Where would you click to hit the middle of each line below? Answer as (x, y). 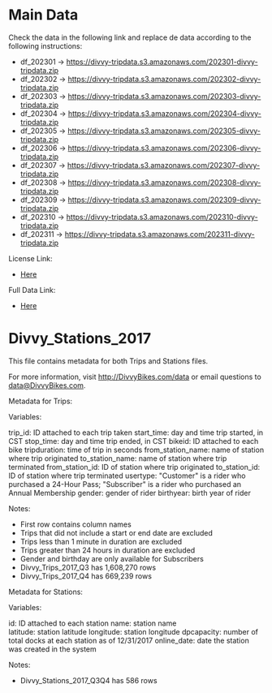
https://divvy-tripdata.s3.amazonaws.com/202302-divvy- (164, 79)
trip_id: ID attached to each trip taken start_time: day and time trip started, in (136, 433)
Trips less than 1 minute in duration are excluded (101, 541)
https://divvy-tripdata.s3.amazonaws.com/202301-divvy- (162, 62)
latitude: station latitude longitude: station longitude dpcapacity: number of (133, 631)
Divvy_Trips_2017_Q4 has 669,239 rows (86, 576)
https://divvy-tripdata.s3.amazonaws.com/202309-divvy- (164, 200)
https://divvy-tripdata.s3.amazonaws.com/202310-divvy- (162, 217)
